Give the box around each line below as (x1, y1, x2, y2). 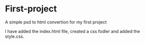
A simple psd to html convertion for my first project (5, 19, 107, 25)
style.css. (5, 33, 24, 39)
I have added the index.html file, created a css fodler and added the (5, 28, 140, 34)
